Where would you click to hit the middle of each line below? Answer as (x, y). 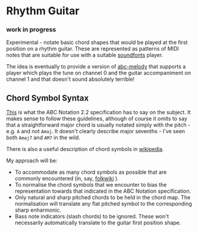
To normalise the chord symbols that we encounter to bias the (91, 185)
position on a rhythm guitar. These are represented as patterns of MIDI (93, 49)
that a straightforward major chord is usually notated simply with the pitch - (98, 125)
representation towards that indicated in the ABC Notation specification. (103, 191)
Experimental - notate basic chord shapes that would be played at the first (97, 42)
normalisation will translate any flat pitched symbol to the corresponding (103, 204)
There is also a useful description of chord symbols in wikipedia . (85, 149)
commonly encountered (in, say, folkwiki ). (67, 178)
